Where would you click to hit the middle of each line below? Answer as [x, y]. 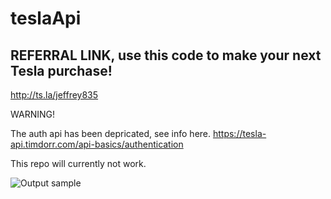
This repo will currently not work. [78, 163]
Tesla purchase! [61, 70]
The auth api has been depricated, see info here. [111, 133]
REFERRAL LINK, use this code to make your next [166, 55]
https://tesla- [239, 133]
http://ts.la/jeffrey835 [54, 95]
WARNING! [32, 114]
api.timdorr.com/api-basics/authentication [97, 144]
